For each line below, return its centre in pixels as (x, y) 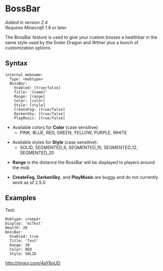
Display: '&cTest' (24, 223)
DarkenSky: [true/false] (40, 114)
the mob (21, 167)
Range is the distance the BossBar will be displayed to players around (83, 162)
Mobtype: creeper (23, 219)
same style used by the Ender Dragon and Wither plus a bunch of (72, 42)
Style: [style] (30, 105)
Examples (21, 198)
